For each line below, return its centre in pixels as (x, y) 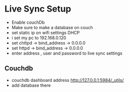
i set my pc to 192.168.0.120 (39, 38)
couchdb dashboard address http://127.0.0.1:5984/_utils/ (68, 80)
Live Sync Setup (38, 9)
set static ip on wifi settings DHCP (46, 32)
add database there (31, 85)
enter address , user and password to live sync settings (67, 53)
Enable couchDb (28, 22)
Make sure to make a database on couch (52, 27)
